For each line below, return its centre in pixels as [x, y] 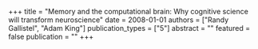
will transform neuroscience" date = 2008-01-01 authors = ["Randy [119, 20]
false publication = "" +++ [51, 36]
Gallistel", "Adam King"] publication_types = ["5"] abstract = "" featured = [129, 28]
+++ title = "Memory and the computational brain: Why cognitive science [129, 11]
